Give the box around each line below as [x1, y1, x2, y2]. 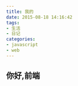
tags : [6, 20, 19, 26]
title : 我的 [6, 8, 34, 15]
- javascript [6, 42, 38, 48]
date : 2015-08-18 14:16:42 [6, 14, 73, 20]
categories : [6, 36, 35, 42]
